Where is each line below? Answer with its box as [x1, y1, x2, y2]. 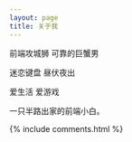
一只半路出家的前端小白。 [9, 105, 105, 116]
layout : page [9, 13, 59, 23]
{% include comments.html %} [9, 123, 124, 134]
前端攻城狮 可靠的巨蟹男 [9, 47, 99, 59]
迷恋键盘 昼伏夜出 [9, 67, 75, 78]
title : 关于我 [9, 22, 59, 31]
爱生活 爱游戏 [9, 86, 60, 97]
